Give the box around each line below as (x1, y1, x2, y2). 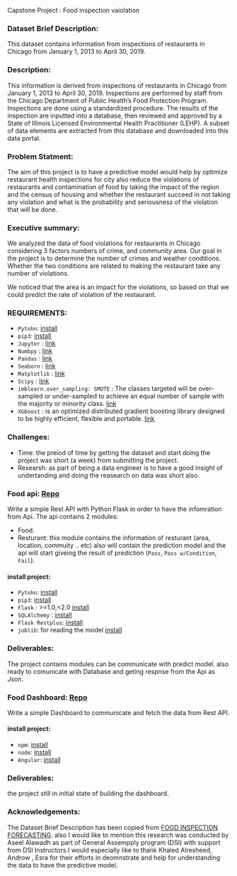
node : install (17, 748, 52, 757)
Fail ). (17, 556, 35, 565)
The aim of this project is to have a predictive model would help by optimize (7, 167, 228, 176)
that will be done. (7, 205, 58, 213)
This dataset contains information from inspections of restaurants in (7, 40, 205, 48)
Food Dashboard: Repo (7, 692, 88, 702)
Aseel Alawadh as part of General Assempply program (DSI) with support (7, 838, 221, 846)
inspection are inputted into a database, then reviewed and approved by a (7, 111, 223, 120)
